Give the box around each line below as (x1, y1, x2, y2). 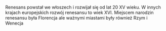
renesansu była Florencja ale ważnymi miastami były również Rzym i (5, 15, 148, 20)
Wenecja (5, 20, 24, 26)
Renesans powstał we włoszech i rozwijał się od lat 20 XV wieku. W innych (5, 4, 161, 10)
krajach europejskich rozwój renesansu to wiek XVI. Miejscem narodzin (5, 9, 154, 15)
